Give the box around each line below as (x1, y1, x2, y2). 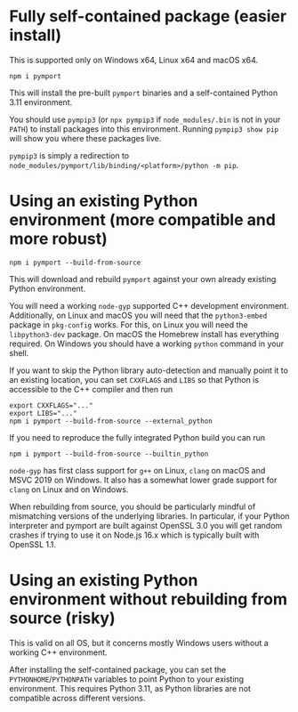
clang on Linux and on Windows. (9, 483, 129, 495)
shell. (9, 347, 29, 358)
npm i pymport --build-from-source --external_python (9, 417, 213, 425)
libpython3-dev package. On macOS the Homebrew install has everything (9, 328, 279, 339)
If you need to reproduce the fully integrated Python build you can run (9, 432, 266, 442)
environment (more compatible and (9, 210, 276, 231)
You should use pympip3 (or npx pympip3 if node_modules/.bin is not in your (9, 114, 281, 125)
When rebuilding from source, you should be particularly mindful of (9, 501, 256, 512)
